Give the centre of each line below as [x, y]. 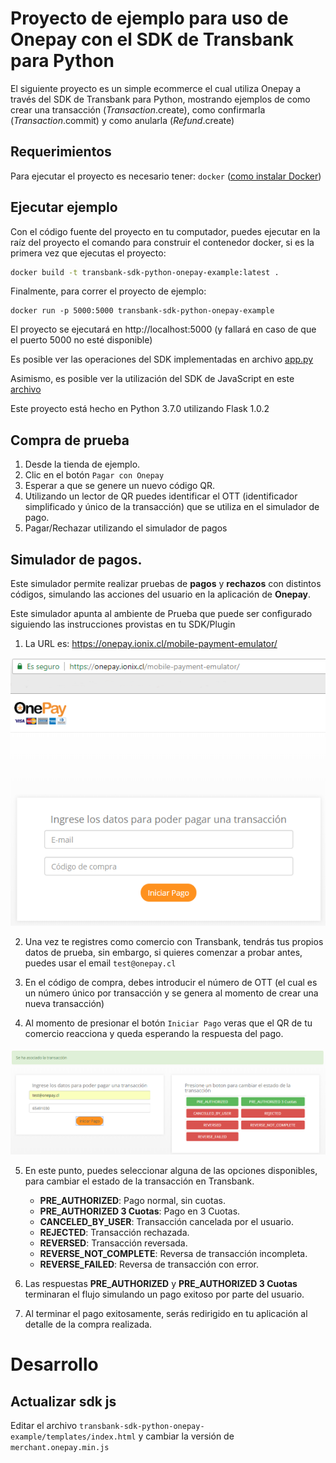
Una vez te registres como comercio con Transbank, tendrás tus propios [174, 941]
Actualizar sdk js [63, 1401]
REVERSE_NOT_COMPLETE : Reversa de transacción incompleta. [173, 1254]
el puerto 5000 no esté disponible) [81, 340]
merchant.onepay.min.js [60, 1448]
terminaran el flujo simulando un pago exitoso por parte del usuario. [164, 1294]
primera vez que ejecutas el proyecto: [88, 253]
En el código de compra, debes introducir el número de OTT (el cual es [171, 982]
